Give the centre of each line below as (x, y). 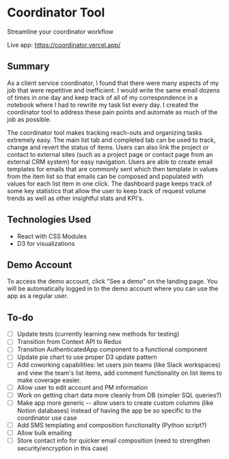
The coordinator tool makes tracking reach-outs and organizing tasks (105, 132)
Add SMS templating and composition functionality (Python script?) (112, 425)
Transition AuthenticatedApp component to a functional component (112, 349)
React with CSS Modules (52, 236)
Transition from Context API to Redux (69, 342)
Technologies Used (49, 220)
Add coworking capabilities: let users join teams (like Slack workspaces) (119, 365)
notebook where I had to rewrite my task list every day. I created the (103, 105)
